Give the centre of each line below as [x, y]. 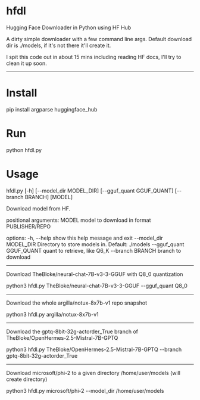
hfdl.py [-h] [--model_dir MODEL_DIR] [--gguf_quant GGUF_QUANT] [90, 190]
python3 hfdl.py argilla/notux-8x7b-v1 [53, 314]
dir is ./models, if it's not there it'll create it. [59, 45]
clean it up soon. [26, 63]
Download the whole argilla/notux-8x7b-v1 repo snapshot [77, 303]
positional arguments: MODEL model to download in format [79, 220]
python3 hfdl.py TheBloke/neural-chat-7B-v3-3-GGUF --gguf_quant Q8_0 [97, 286]
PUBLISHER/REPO [29, 226]
